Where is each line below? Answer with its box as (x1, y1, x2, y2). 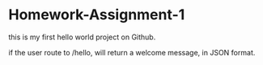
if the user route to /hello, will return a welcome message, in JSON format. (8, 47, 256, 57)
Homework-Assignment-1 (8, 6, 185, 24)
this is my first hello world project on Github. (8, 32, 156, 42)
